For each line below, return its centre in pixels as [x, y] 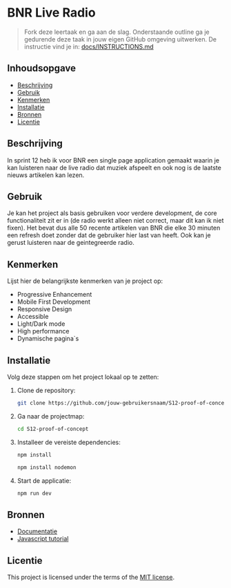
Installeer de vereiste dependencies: [69, 442]
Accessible [33, 317]
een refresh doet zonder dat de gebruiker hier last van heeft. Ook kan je [109, 235]
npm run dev [34, 493]
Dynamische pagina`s [48, 339]
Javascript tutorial [43, 539]
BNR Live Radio [51, 13]
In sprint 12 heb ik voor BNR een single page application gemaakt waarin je [113, 160]
